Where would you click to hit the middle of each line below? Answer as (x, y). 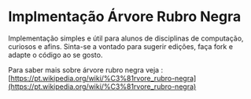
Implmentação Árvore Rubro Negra (125, 17)
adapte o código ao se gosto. (55, 55)
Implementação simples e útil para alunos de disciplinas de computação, (126, 38)
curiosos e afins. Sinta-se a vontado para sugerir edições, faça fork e (121, 46)
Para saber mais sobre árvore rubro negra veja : (86, 69)
